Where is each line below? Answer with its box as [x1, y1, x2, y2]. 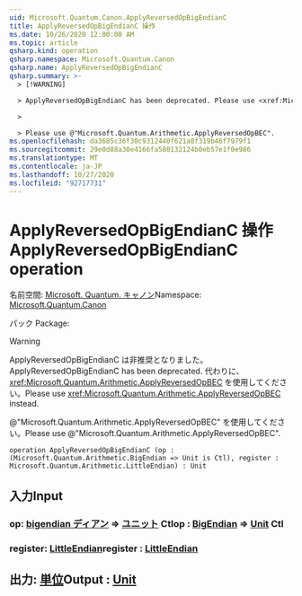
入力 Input [9, 488, 63, 504]
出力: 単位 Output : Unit [9, 572, 137, 588]
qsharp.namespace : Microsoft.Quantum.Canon [9, 55, 175, 64]
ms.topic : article [9, 38, 78, 48]
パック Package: [9, 318, 70, 329]
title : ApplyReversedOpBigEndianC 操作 [9, 22, 156, 31]
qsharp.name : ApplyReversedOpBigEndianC [9, 64, 164, 73]
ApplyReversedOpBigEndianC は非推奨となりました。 [9, 355, 209, 365]
